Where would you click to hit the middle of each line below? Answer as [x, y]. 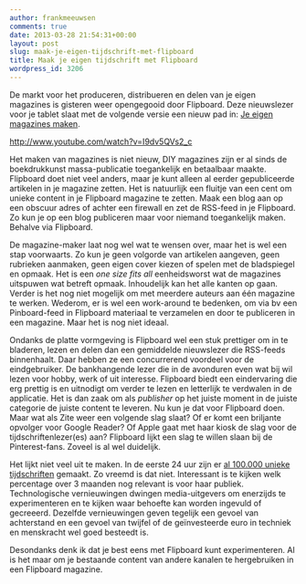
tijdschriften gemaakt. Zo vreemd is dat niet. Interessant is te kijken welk [145, 474]
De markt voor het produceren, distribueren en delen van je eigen [132, 94]
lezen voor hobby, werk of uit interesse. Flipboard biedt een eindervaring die [153, 379]
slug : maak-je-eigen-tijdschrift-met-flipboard [102, 52]
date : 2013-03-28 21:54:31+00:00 [73, 35]
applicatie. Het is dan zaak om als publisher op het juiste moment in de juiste [153, 398]
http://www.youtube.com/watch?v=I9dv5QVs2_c [101, 141]
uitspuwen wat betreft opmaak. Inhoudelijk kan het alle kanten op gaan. [144, 283]
